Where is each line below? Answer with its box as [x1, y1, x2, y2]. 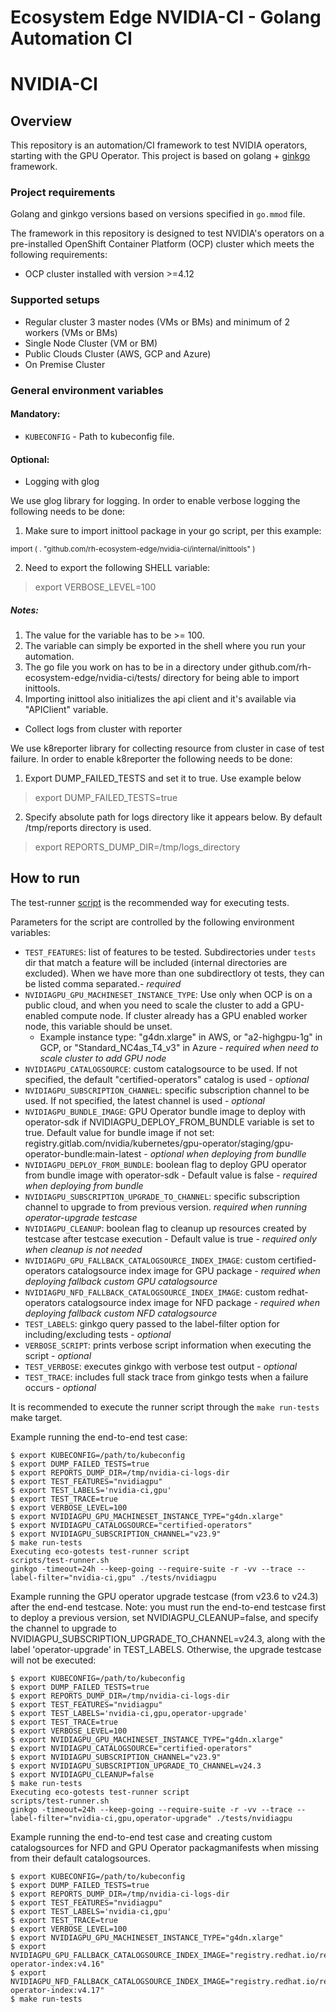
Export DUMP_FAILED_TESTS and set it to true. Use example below [24, 772, 302, 785]
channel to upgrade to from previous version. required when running [24, 1201, 308, 1213]
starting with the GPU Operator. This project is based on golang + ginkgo [10, 150, 311, 162]
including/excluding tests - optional [24, 1328, 172, 1340]
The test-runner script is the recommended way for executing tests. [10, 896, 290, 908]
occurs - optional [24, 1381, 97, 1393]
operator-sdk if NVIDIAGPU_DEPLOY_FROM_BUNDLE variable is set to [24, 1116, 315, 1128]
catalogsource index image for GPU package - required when [67, 1264, 321, 1276]
